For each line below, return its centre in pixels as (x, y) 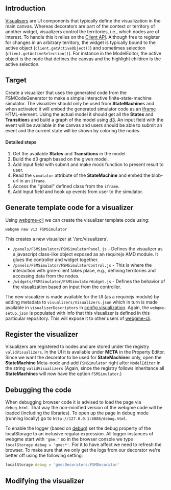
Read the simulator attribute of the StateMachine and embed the (81, 175)
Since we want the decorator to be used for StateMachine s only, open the (83, 358)
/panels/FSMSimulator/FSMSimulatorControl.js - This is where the (82, 265)
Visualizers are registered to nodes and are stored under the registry (77, 346)
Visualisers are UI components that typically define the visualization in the (83, 20)
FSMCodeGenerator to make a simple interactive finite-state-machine (79, 98)
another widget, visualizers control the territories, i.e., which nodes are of (82, 31)
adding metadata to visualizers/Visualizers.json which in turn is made (82, 302)
